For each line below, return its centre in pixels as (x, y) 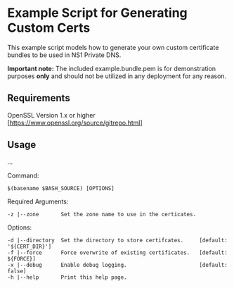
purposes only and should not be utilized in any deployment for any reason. (117, 76)
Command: (23, 175)
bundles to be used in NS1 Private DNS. (64, 55)
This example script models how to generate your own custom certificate (113, 47)
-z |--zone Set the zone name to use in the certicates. (102, 214)
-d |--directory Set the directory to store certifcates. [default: (118, 240)
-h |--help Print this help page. (67, 277)
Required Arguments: (38, 201)
